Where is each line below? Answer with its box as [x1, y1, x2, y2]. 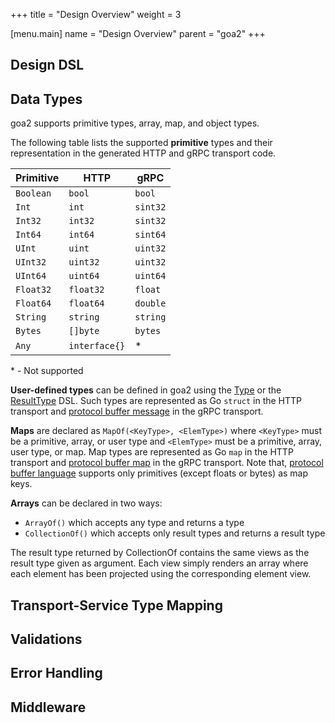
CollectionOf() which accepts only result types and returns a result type [24, 527, 326, 539]
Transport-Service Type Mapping [10, 597, 223, 614]
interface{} [68, 340, 126, 352]
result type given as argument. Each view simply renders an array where [10, 557, 309, 569]
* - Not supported [10, 365, 84, 377]
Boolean [15, 188, 52, 199]
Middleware [10, 699, 87, 716]
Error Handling [10, 665, 103, 682]
